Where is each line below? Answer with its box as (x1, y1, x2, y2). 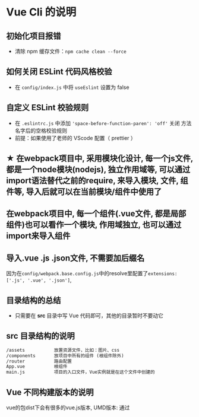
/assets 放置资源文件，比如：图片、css (6, 347, 120, 353)
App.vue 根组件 (6, 364, 68, 370)
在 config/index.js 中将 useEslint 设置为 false (14, 84, 129, 91)
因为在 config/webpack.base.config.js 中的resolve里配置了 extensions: (6, 270, 178, 277)
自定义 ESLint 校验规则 (6, 103, 89, 113)
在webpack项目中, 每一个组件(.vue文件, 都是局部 (6, 209, 187, 219)
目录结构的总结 (6, 295, 61, 305)
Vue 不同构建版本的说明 (6, 387, 94, 397)
